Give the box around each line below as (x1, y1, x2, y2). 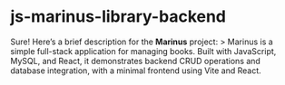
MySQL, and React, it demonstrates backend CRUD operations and (10, 55, 261, 66)
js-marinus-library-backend (10, 6, 226, 27)
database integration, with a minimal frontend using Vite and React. (10, 65, 261, 76)
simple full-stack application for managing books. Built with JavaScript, (10, 45, 277, 56)
